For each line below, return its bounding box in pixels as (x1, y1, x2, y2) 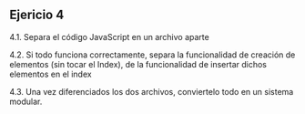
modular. (9, 96, 43, 107)
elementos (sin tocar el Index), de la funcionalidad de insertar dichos (9, 58, 267, 69)
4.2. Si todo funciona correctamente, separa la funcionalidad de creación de (9, 49, 296, 60)
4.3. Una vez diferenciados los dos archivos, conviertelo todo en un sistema (9, 86, 294, 97)
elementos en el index (9, 68, 93, 79)
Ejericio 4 (9, 7, 65, 23)
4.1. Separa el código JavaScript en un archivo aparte (9, 31, 209, 42)
